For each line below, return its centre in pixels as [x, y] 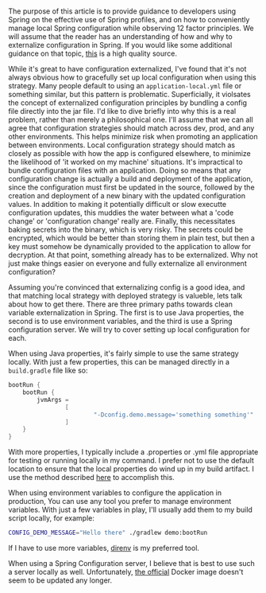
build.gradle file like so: [48, 371]
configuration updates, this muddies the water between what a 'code [121, 213]
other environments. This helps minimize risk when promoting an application [133, 137]
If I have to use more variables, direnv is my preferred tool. [104, 548]
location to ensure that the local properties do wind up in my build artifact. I [131, 469]
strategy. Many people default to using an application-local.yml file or [125, 86]
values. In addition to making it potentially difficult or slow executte [118, 205]
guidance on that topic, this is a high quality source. [93, 53]
